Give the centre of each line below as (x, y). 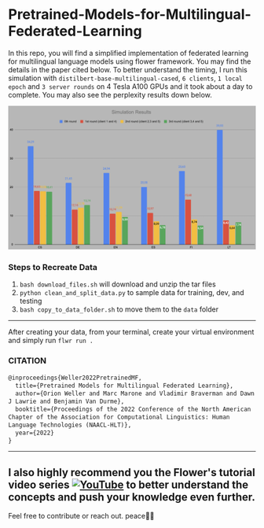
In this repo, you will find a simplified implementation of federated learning (128, 53)
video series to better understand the (128, 484)
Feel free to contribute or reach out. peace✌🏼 (81, 516)
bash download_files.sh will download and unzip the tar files (117, 284)
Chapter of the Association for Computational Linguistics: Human (119, 417)
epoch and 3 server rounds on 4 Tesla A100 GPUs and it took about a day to (130, 86)
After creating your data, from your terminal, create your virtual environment (131, 332)
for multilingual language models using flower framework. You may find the (130, 61)
